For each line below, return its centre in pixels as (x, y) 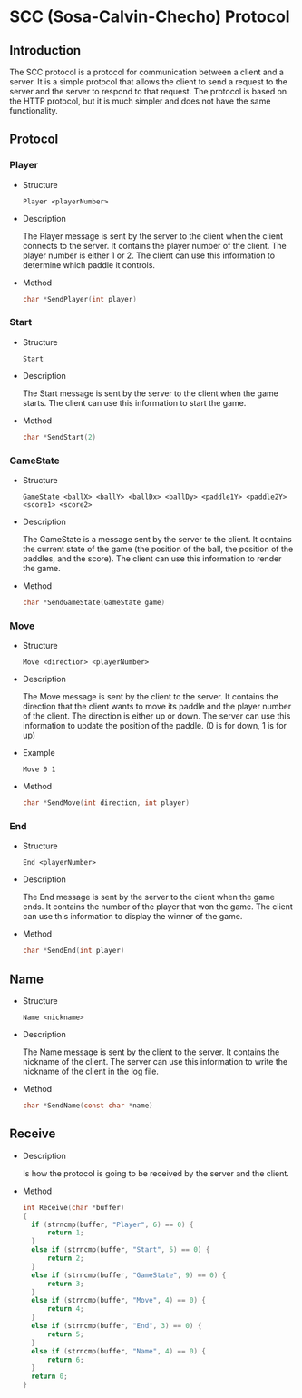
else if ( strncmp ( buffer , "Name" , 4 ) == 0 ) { (119, 1351)
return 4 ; (65, 1309)
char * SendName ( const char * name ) (88, 1106)
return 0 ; (49, 1377)
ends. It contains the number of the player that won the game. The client (157, 907)
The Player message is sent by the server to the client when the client (153, 236)
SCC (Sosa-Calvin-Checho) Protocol (150, 17)
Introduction (45, 50)
